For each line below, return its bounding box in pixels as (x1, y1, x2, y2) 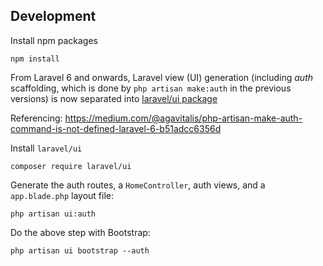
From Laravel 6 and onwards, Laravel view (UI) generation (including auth (10, 71, 314, 83)
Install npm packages (10, 34, 98, 46)
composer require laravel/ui (10, 161, 132, 171)
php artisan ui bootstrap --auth (10, 245, 150, 256)
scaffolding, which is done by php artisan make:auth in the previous (10, 82, 292, 94)
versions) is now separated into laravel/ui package (10, 92, 218, 104)
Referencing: (10, 112, 63, 124)
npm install (10, 54, 60, 64)
